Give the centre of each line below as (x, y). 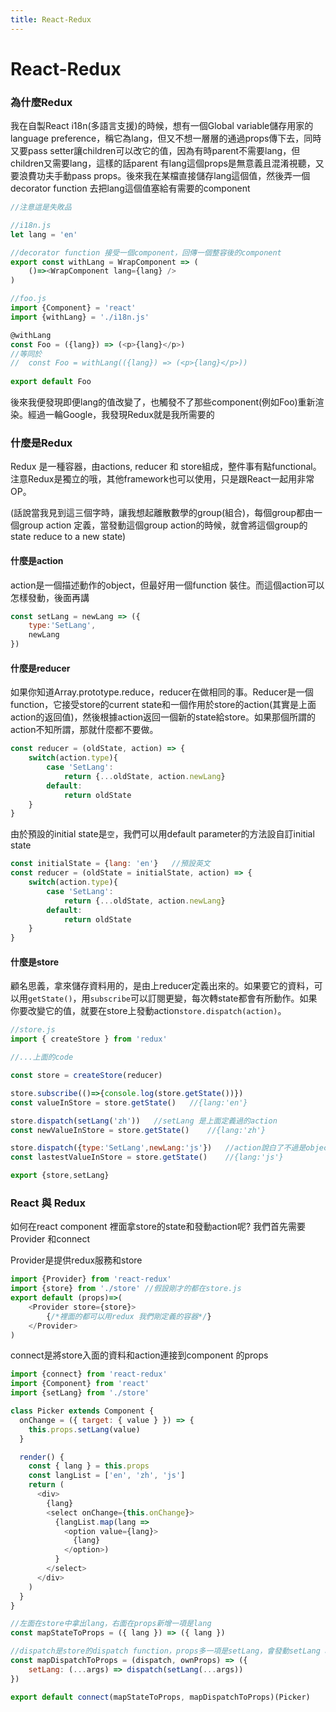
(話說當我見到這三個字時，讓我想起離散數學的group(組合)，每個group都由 (162, 513)
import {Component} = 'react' (73, 308)
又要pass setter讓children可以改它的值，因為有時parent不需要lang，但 (155, 151)
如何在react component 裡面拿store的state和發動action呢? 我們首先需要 (158, 1227)
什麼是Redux (41, 443)
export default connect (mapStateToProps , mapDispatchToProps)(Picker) (160, 1697)
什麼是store (35, 962)
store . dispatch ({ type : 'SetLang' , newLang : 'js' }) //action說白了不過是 (158, 1148)
